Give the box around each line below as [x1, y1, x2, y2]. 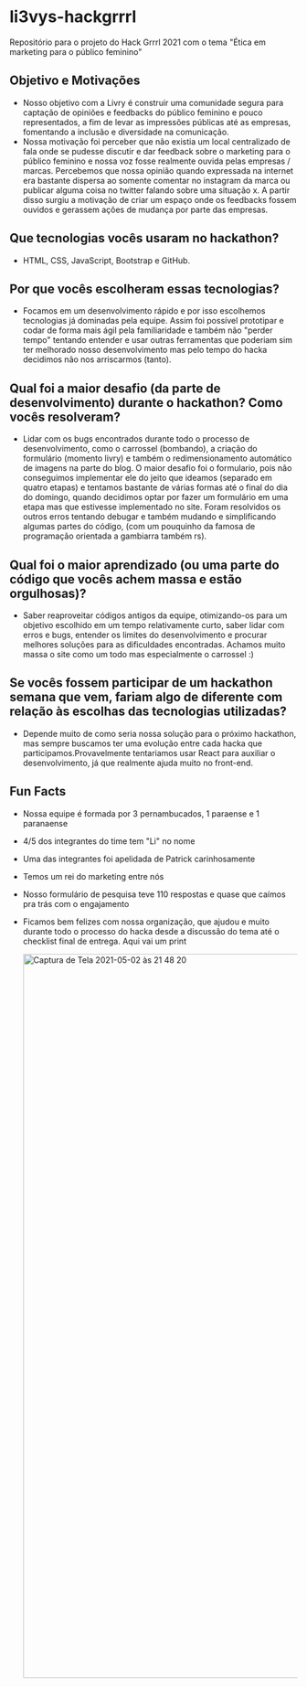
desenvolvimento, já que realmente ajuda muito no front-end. [22, 757, 254, 768]
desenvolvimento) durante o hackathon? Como [9, 395, 283, 411]
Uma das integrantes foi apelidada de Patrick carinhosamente [22, 853, 256, 864]
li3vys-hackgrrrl [9, 6, 137, 27]
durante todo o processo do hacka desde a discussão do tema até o [22, 925, 281, 936]
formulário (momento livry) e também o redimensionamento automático [22, 453, 292, 464]
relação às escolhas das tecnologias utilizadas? [9, 704, 288, 720]
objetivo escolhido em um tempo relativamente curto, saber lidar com [22, 620, 285, 630]
